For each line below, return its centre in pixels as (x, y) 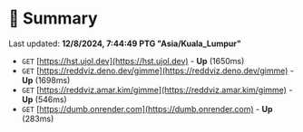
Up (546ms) (44, 99)
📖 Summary (53, 19)
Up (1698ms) (46, 80)
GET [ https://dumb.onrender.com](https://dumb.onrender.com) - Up (147, 108)
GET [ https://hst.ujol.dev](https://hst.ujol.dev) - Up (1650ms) (133, 61)
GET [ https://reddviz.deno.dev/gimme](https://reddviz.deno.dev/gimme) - (158, 71)
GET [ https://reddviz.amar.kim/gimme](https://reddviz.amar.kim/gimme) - (157, 90)
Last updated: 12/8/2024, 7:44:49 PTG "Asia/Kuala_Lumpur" (125, 43)
